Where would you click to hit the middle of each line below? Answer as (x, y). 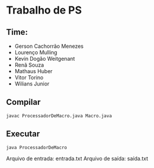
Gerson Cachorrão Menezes (49, 46)
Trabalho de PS (44, 10)
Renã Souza (29, 65)
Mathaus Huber (34, 71)
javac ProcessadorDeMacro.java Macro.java (59, 116)
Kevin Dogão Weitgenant (45, 59)
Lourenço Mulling (36, 52)
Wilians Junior (32, 84)
